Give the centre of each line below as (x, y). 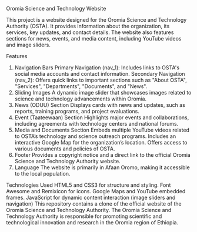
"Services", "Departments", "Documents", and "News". (81, 86)
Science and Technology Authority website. (67, 161)
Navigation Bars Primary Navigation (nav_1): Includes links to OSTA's (97, 68)
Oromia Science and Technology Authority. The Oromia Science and (89, 210)
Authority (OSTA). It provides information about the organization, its (88, 26)
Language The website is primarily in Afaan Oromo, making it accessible (102, 167)
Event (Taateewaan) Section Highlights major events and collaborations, (102, 117)
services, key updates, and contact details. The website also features (90, 32)
